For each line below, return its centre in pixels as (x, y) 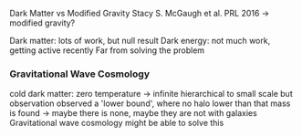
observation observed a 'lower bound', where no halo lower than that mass (150, 103)
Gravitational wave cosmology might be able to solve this (117, 123)
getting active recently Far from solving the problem (107, 50)
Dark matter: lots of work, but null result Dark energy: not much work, (140, 41)
